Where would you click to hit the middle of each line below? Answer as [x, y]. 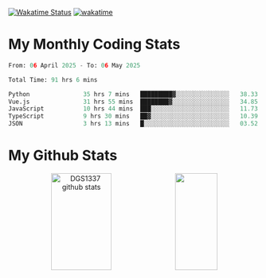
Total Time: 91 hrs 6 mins [53, 79]
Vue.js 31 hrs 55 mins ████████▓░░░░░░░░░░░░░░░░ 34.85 [133, 102]
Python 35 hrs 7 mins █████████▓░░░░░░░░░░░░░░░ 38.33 [133, 94]
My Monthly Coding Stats [94, 44]
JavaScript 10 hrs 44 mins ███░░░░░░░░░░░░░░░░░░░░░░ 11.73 [133, 109]
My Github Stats [63, 156]
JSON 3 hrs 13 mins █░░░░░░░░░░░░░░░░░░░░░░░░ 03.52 [133, 124]
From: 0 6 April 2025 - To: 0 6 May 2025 [74, 65]
